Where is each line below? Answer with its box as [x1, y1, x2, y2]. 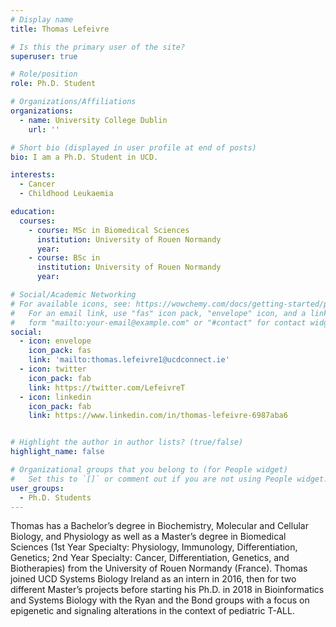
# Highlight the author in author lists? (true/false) [10, 437, 244, 448]
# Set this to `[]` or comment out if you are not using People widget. [10, 474, 329, 484]
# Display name [10, 14, 74, 25]
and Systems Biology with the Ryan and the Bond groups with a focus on [10, 594, 310, 606]
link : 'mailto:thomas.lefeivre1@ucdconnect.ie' [28, 355, 230, 365]
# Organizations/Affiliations [10, 97, 137, 107]
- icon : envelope [19, 336, 92, 346]
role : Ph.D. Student [10, 79, 97, 89]
